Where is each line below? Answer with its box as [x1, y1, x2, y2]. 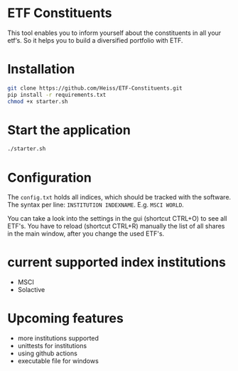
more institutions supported [17, 334, 99, 343]
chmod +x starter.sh [7, 98, 69, 105]
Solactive [17, 286, 45, 294]
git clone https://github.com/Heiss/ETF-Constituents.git [7, 84, 183, 92]
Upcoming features [7, 310, 124, 327]
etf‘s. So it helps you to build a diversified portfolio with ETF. [7, 36, 183, 44]
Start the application [7, 122, 131, 138]
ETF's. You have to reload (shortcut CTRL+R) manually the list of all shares [7, 222, 225, 231]
